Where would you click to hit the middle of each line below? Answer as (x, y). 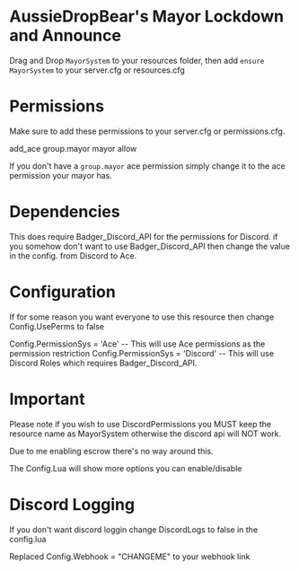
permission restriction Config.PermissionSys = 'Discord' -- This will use (142, 353)
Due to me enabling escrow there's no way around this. (111, 451)
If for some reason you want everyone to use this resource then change (142, 317)
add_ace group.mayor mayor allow (73, 148)
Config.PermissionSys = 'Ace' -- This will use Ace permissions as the (137, 344)
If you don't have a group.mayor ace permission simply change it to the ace (147, 166)
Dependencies (65, 212)
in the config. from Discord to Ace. (73, 255)
